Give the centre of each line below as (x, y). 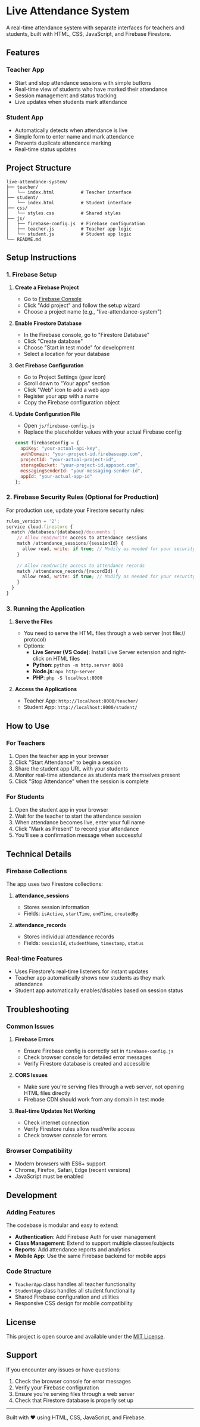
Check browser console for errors (65, 1135)
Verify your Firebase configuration (57, 1388)
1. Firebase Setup (32, 275)
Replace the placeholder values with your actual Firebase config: (103, 432)
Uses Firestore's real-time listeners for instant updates (82, 971)
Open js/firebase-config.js (59, 426)
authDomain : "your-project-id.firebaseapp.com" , (82, 454)
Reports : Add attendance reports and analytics (73, 1249)
